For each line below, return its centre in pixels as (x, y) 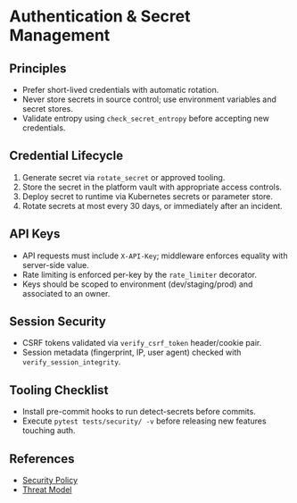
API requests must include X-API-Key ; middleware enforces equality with (155, 256)
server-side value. (55, 264)
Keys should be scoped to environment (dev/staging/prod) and (137, 284)
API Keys (35, 234)
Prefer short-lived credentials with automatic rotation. (120, 90)
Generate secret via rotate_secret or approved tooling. (124, 177)
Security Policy (50, 481)
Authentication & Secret (100, 17)
